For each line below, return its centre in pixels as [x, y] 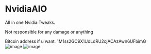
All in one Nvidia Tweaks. [30, 22]
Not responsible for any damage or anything [49, 32]
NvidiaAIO [26, 9]
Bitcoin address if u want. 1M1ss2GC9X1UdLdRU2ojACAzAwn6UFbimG [76, 41]
